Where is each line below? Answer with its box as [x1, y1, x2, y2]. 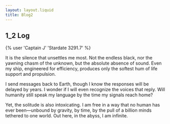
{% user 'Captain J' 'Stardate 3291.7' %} [5, 45, 91, 51]
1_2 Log [5, 31, 30, 40]
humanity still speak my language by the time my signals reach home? [5, 92, 153, 98]
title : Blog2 [5, 12, 33, 17]
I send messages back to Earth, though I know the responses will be [5, 81, 150, 87]
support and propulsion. [5, 71, 56, 77]
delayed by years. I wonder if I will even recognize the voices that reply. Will [5, 87, 165, 93]
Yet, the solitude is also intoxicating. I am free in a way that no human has [5, 102, 160, 108]
